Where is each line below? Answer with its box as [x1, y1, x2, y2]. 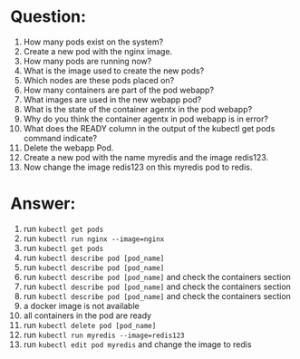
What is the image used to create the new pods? [23, 65, 205, 76]
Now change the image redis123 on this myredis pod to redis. [23, 161, 253, 172]
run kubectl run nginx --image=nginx [23, 233, 165, 244]
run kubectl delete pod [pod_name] [23, 319, 157, 330]
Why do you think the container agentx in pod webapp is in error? [23, 113, 268, 124]
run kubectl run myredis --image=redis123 [23, 329, 185, 340]
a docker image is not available [23, 300, 140, 311]
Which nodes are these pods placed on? [23, 74, 175, 85]
